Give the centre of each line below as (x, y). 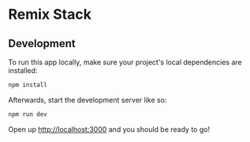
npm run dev (28, 114)
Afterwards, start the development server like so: (88, 100)
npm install (28, 85)
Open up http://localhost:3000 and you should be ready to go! (109, 129)
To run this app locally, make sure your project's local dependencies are (125, 62)
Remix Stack (50, 15)
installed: (23, 71)
